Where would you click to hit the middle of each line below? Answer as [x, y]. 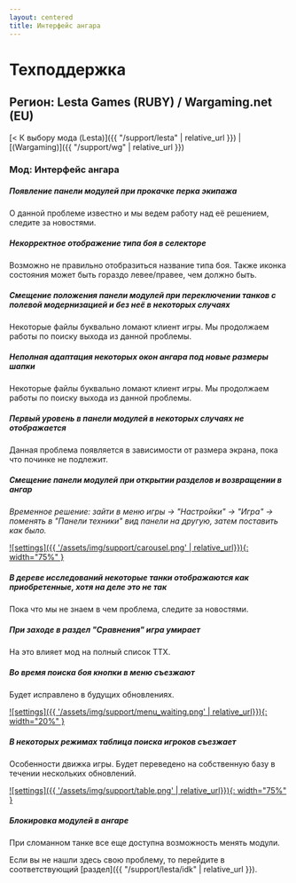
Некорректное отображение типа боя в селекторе [108, 243]
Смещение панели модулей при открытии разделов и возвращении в [145, 479]
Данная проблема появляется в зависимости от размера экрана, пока [144, 450]
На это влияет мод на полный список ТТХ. [90, 652]
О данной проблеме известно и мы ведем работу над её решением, [139, 213]
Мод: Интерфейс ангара [64, 170]
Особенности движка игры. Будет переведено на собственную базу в [142, 764]
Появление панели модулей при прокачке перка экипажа [123, 191]
